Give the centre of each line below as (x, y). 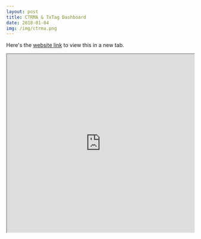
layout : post (22, 12)
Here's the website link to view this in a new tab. (65, 45)
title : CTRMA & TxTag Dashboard (46, 17)
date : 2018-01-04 (28, 23)
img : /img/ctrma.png (32, 28)
